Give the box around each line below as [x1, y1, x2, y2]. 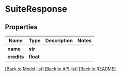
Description [45, 38, 73, 44]
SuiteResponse [5, 3, 68, 15]
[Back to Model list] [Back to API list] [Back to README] [5, 66, 116, 72]
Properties [5, 23, 38, 31]
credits [7, 54, 24, 60]
